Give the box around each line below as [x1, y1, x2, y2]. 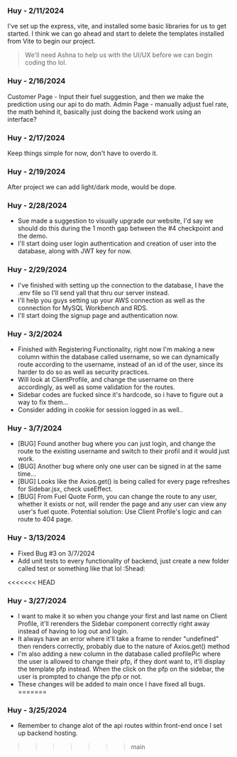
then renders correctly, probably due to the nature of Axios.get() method [17, 642, 231, 650]
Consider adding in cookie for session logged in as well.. [17, 406, 183, 414]
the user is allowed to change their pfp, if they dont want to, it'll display [17, 657, 226, 665]
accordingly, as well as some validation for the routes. [17, 383, 175, 391]
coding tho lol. [24, 58, 67, 67]
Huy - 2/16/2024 [7, 76, 66, 86]
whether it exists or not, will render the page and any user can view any [17, 500, 227, 509]
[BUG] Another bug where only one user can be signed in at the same [17, 462, 222, 471]
